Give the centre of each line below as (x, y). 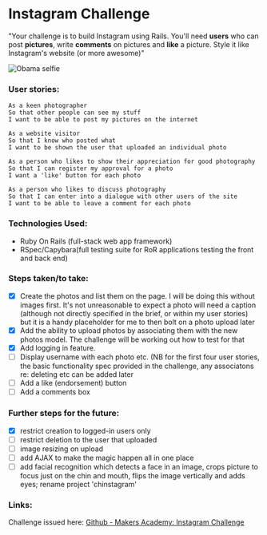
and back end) (44, 258)
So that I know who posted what (62, 141)
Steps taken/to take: (49, 279)
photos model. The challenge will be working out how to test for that (132, 339)
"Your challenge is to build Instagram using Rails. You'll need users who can (134, 36)
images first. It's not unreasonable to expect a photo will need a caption (138, 305)
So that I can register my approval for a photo (91, 168)
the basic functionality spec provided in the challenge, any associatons (137, 366)
